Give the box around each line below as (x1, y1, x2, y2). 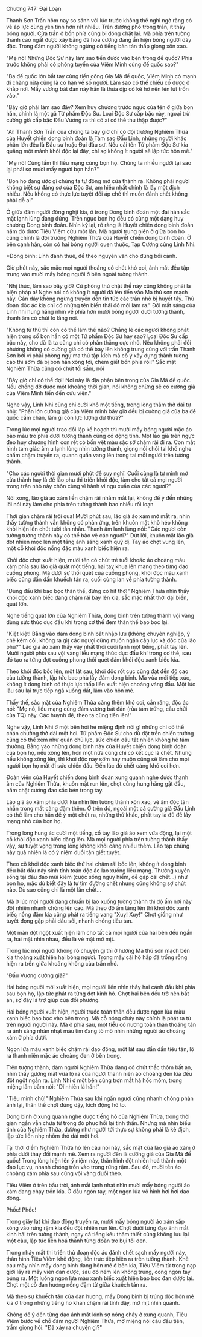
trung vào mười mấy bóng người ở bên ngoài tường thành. (6, 271, 150, 277)
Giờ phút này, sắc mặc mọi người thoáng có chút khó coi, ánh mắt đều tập (6, 264, 190, 271)
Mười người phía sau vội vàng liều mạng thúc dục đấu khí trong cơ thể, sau (6, 649, 192, 657)
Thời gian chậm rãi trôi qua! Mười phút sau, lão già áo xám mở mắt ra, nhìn (6, 513, 191, 520)
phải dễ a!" (6, 197, 34, 204)
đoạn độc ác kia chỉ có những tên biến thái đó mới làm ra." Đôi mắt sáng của (6, 302, 196, 308)
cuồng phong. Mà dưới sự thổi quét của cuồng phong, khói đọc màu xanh (6, 569, 189, 576)
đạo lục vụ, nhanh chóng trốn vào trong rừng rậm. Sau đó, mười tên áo (6, 1163, 181, 1170)
